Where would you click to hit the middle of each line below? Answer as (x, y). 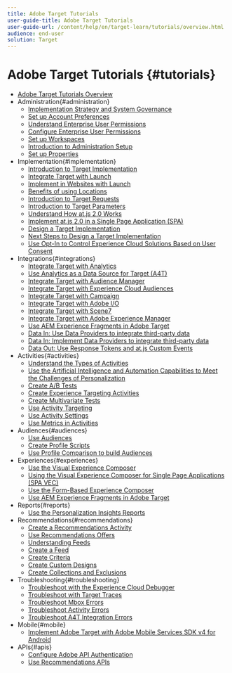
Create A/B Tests (52, 386)
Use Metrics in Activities (63, 423)
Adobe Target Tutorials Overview (65, 94)
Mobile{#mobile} (42, 625)
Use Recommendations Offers (71, 535)
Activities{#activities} (48, 356)
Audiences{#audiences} (52, 430)
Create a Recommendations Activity (80, 527)
